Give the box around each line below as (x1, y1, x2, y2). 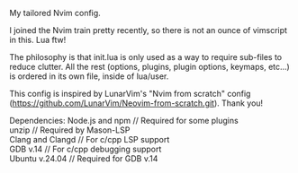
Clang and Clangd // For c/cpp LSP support (9, 134, 170, 144)
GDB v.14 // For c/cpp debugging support (9, 143, 162, 154)
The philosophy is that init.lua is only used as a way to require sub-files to (9, 52, 282, 62)
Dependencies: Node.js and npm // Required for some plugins (9, 116, 239, 125)
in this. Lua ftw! (9, 35, 67, 45)
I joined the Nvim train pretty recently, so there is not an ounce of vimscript (9, 25, 288, 35)
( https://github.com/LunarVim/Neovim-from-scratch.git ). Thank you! (9, 98, 264, 108)
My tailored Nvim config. (9, 8, 101, 18)
